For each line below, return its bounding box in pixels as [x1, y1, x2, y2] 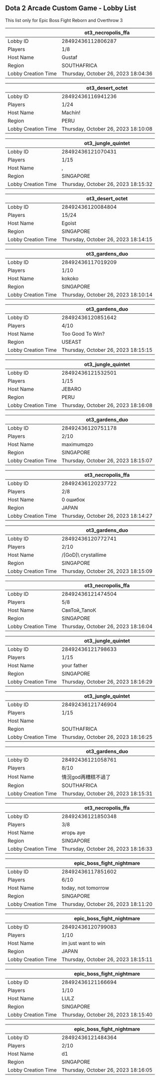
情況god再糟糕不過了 [61, 773, 111, 780]
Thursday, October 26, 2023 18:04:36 [61, 70, 153, 77]
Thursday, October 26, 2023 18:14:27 [61, 512, 153, 519]
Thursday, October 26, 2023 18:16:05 [61, 1067, 153, 1074]
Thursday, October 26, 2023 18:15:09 [61, 567, 153, 574]
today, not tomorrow [61, 884, 110, 891]
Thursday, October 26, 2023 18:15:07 [61, 457, 153, 464]
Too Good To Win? [61, 330, 105, 337]
